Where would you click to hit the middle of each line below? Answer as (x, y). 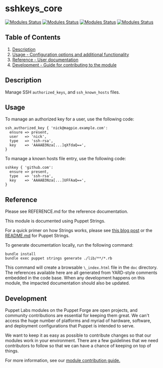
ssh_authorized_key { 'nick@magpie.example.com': (57, 128)
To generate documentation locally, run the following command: (69, 245)
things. (12, 351)
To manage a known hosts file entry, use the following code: (66, 159)
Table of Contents (33, 37)
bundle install (20, 254)
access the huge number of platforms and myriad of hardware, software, (78, 321)
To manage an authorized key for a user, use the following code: (70, 119)
